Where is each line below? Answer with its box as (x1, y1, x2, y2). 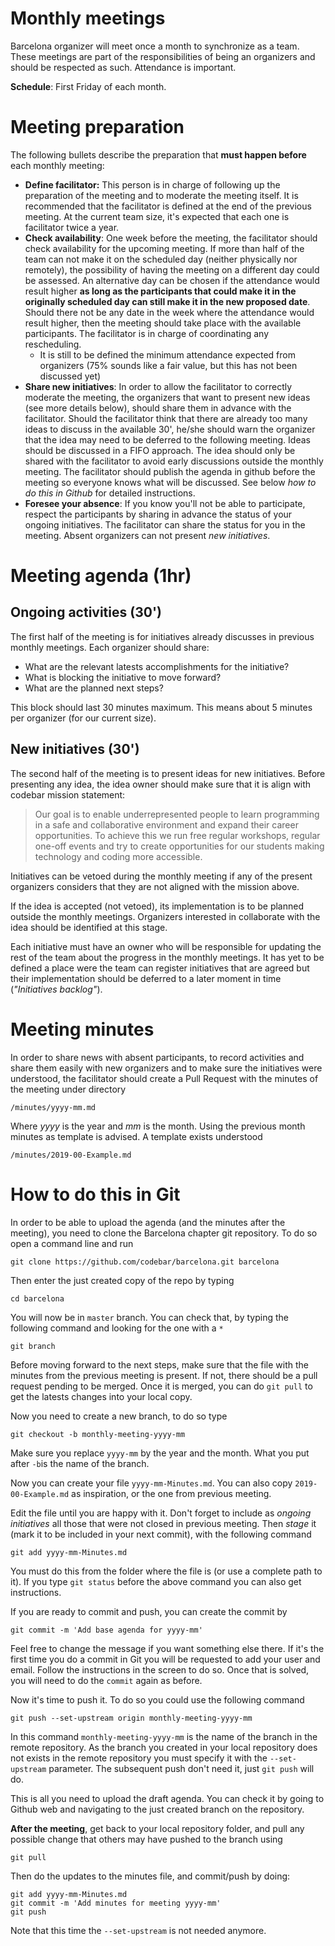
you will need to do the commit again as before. (10, 1674, 203, 1686)
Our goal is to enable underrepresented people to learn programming (34, 808, 320, 820)
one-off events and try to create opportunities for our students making (34, 840, 325, 852)
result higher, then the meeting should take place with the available (24, 317, 302, 329)
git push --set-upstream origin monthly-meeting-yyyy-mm (10, 1713, 253, 1723)
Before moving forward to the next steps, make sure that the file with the (10, 1358, 310, 1371)
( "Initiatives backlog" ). (10, 983, 103, 995)
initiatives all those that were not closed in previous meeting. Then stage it (10, 1517, 317, 1529)
